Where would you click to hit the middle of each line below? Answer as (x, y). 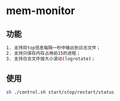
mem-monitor (41, 11)
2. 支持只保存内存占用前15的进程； (44, 53)
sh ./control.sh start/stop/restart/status (60, 92)
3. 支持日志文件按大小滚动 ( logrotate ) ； (51, 59)
